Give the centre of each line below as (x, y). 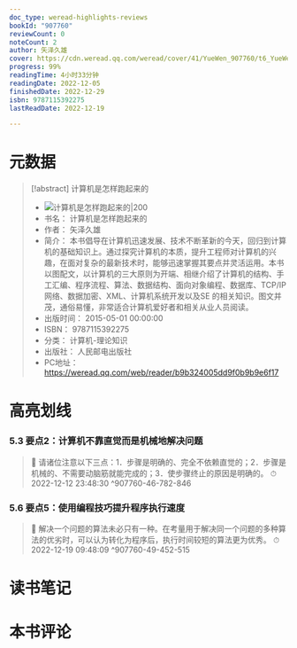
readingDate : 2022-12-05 (55, 83)
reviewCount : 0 (37, 34)
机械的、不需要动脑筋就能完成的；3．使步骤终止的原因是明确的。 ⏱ (153, 473)
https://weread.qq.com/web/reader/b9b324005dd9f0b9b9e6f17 (161, 372)
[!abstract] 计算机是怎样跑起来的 (90, 189)
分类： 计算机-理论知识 (86, 340)
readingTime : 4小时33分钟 (54, 75)
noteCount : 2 (33, 42)
